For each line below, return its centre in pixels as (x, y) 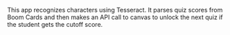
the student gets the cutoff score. (55, 24)
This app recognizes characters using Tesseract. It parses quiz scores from (115, 10)
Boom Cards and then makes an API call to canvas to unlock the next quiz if (115, 17)
